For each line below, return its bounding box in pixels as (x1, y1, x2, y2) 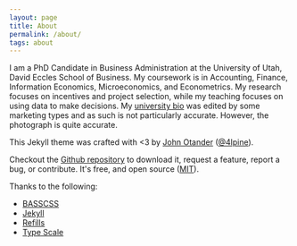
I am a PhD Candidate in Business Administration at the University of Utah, (9, 63, 283, 73)
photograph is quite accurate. (9, 120, 118, 131)
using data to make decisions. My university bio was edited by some (9, 100, 260, 112)
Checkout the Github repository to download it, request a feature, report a (9, 154, 281, 165)
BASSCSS (21, 199, 60, 209)
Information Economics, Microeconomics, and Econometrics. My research (9, 81, 282, 92)
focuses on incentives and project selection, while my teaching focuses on (9, 91, 284, 102)
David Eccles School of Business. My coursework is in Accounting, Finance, (9, 72, 288, 83)
